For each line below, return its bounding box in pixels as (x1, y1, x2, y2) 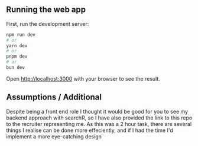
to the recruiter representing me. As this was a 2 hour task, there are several (6, 120, 192, 127)
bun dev (6, 65, 25, 71)
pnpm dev (6, 54, 28, 59)
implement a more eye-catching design (6, 132, 102, 140)
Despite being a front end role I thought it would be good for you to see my (6, 108, 188, 115)
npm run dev (6, 32, 35, 38)
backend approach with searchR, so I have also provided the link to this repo (6, 114, 193, 121)
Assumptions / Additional (6, 92, 102, 102)
